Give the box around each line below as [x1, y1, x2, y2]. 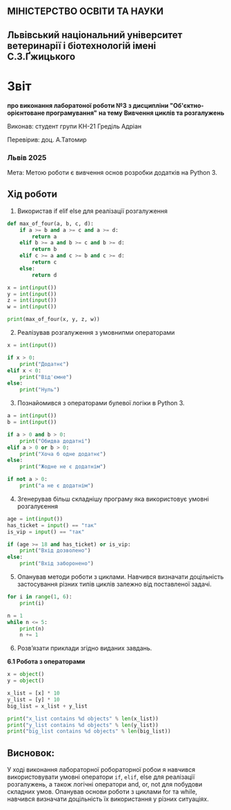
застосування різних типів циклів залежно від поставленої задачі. [17, 580, 212, 589]
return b [32, 246, 57, 253]
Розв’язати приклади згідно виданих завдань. [17, 644, 152, 652]
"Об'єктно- [170, 101, 205, 109]
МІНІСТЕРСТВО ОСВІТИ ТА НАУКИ [7, 6, 164, 17]
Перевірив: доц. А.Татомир [7, 135, 88, 144]
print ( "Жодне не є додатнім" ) [19, 463, 107, 470]
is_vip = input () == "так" [7, 528, 85, 535]
